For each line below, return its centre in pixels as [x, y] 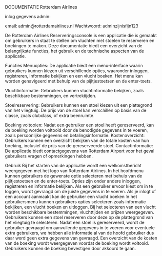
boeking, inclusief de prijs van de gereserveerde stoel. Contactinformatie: [79, 146]
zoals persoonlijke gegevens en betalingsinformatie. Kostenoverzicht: [75, 135]
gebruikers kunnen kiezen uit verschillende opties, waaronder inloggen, [77, 71]
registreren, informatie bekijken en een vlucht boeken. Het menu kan [74, 76]
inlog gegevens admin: [28, 16]
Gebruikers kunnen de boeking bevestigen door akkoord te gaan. [71, 248]
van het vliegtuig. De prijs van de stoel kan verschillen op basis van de [76, 110]
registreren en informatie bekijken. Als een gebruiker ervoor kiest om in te [79, 186]
